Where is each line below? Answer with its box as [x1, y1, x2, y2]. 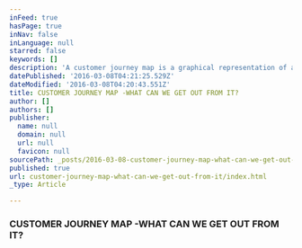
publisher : [9, 113, 50, 122]
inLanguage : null [9, 38, 75, 48]
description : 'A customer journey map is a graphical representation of [9, 64, 288, 73]
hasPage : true [9, 22, 63, 31]
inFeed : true [9, 13, 58, 22]
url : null [17, 138, 54, 147]
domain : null [17, 130, 67, 139]
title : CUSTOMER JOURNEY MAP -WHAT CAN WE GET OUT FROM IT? [9, 88, 240, 97]
